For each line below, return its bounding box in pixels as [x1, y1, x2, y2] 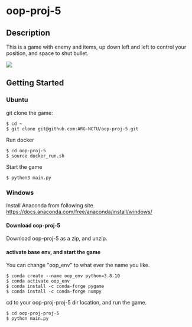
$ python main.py [6, 316, 49, 322]
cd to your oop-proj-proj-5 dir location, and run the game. [6, 299, 147, 306]
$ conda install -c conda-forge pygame [6, 283, 105, 290]
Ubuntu [6, 96, 28, 104]
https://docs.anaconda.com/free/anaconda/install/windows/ [6, 208, 152, 215]
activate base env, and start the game [6, 248, 101, 255]
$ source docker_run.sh [6, 153, 65, 159]
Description [6, 28, 50, 38]
